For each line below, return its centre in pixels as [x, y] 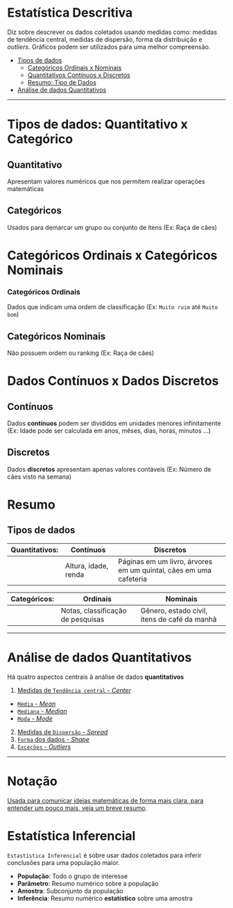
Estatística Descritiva [70, 13]
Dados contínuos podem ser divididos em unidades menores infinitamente [114, 423]
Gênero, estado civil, [174, 611]
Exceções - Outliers [44, 746]
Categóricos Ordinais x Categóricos [112, 255]
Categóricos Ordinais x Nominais [75, 67]
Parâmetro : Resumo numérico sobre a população [88, 883]
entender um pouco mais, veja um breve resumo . [77, 808]
